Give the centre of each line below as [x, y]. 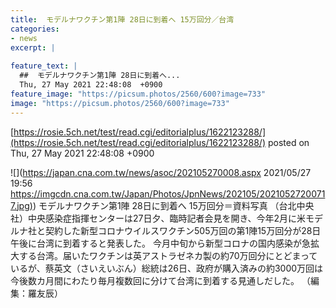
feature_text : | [44, 66]
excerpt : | [33, 47]
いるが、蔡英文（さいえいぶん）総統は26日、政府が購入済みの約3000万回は [167, 268]
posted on [288, 142]
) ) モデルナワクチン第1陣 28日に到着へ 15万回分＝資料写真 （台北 [163, 205]
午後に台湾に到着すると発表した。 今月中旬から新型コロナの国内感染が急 [160, 243]
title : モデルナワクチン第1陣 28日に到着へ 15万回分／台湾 [122, 19]
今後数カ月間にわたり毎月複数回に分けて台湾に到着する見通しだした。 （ [160, 280]
